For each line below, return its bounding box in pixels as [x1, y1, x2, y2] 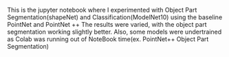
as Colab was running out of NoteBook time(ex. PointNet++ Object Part [7, 35, 209, 43]
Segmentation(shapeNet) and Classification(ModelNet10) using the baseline [7, 13, 223, 21]
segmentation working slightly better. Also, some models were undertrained [7, 27, 222, 36]
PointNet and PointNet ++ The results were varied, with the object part [7, 21, 208, 28]
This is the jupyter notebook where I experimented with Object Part [7, 6, 197, 14]
